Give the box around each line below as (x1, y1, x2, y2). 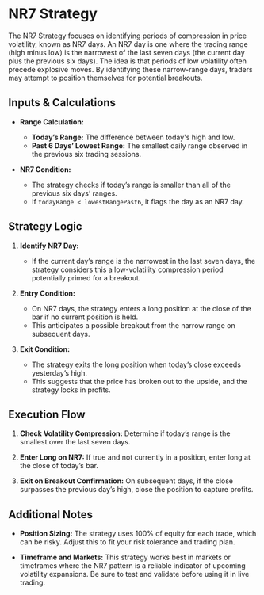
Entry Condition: (19, 288, 75, 298)
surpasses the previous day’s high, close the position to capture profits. (19, 485, 254, 494)
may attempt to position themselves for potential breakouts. (8, 73, 203, 82)
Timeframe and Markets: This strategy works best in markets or (19, 552, 231, 563)
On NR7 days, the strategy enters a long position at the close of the (31, 303, 251, 313)
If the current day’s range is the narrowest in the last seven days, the (31, 256, 256, 265)
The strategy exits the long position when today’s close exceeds (31, 360, 242, 369)
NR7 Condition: (19, 164, 71, 174)
